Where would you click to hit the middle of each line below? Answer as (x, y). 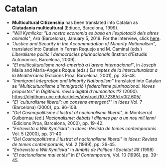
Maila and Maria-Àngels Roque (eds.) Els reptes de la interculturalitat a (85, 70)
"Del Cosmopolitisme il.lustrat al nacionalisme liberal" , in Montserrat (82, 112)
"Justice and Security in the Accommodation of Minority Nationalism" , (84, 43)
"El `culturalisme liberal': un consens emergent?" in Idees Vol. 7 (77, 102)
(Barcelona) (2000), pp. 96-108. (45, 107)
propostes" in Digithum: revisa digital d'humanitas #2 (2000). (75, 91)
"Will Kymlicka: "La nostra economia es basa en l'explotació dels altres (85, 33)
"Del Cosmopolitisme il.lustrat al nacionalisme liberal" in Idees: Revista (84, 139)
